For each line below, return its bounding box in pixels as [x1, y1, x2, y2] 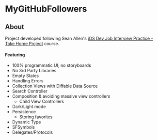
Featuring [5, 52, 25, 58]
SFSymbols [12, 124, 35, 130]
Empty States [12, 73, 39, 78]
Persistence [12, 109, 36, 115]
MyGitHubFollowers [5, 3, 87, 15]
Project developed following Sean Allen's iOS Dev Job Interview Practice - [5, 35, 154, 41]
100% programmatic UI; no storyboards [12, 62, 91, 68]
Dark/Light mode [12, 104, 46, 109]
